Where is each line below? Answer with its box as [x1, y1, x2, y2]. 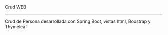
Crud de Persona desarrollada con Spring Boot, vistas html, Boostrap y [5, 18, 151, 24]
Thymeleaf [5, 24, 27, 29]
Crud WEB [5, 4, 26, 10]
